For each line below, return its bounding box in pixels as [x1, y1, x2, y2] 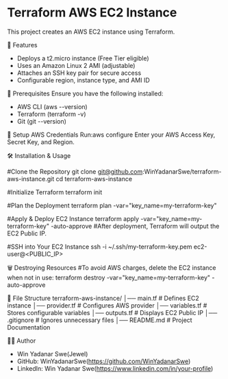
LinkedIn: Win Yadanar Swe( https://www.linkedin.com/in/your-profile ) [16, 364, 214, 372]
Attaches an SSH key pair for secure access [16, 69, 142, 77]
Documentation [7, 323, 51, 331]
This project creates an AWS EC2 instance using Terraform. [7, 27, 175, 36]
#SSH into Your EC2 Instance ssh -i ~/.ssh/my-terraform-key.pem [7, 242, 192, 251]
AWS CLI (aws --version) [16, 102, 88, 111]
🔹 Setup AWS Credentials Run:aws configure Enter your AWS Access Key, [7, 130, 216, 139]
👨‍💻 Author [7, 336, 36, 345]
